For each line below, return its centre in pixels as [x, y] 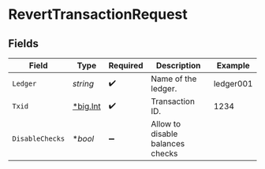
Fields [24, 44]
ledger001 [233, 84]
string [83, 84]
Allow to [166, 124]
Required [126, 66]
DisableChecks [39, 139]
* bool [83, 139]
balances [168, 143]
